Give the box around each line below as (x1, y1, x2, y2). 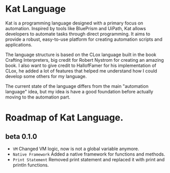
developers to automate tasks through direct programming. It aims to (5, 31, 151, 37)
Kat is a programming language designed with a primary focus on (5, 20, 143, 26)
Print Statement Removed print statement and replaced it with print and (12, 156, 165, 162)
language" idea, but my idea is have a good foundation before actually (5, 88, 154, 94)
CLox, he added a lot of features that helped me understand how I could (5, 67, 157, 74)
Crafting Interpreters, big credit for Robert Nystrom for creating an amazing (5, 57, 164, 63)
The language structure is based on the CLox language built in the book (5, 52, 157, 58)
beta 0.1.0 (5, 132, 37, 141)
